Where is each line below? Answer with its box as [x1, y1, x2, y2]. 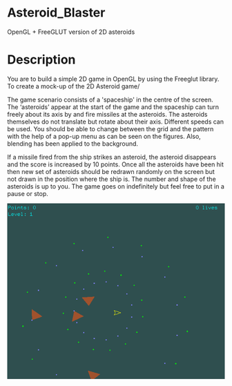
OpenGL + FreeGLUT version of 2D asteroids [7, 28, 135, 36]
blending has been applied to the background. [7, 139, 139, 148]
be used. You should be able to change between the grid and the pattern [7, 124, 214, 133]
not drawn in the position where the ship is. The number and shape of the [7, 175, 216, 183]
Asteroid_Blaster [7, 5, 106, 21]
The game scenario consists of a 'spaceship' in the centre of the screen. [7, 95, 214, 104]
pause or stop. [7, 189, 48, 197]
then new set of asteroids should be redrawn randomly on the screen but [7, 167, 215, 175]
